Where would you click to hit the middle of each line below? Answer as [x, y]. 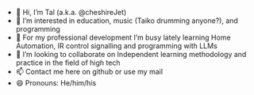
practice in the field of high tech [68, 63]
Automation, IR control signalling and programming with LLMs [117, 46]
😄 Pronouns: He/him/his [56, 83]
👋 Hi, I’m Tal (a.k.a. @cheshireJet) [71, 12]
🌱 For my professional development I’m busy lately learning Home [123, 37]
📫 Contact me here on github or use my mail [89, 72]
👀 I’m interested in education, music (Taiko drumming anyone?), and [127, 21]
